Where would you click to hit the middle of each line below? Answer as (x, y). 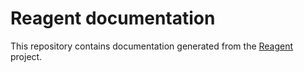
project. (26, 56)
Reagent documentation (113, 18)
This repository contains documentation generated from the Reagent (152, 46)
